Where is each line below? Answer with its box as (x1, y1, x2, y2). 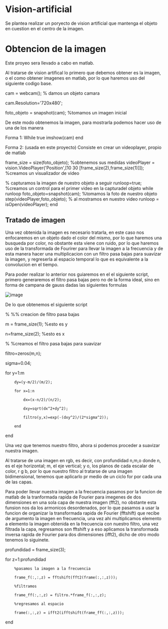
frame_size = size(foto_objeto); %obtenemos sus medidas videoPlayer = (5, 159, 155, 165)
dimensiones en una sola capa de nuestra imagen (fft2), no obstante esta (5, 499, 156, 505)
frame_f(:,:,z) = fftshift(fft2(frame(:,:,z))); (14, 575, 118, 580)
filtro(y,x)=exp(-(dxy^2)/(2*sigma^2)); (23, 415, 109, 420)
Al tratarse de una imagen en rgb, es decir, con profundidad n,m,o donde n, (5, 457, 161, 463)
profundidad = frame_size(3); (5, 546, 66, 552)
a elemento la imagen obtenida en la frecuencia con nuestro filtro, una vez (5, 521, 159, 527)
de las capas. (5, 479, 33, 485)
